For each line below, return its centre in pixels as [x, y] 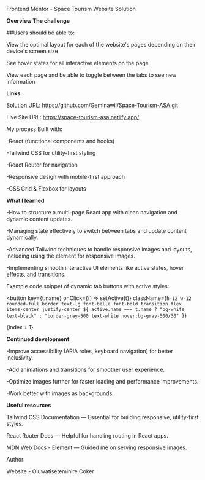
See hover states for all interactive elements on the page [77, 63]
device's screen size [32, 51]
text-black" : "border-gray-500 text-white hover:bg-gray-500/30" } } [97, 315]
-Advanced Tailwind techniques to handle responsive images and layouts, [99, 249]
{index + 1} [20, 327]
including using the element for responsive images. [71, 256]
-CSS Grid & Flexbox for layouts [47, 189]
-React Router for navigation [42, 165]
